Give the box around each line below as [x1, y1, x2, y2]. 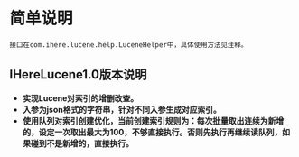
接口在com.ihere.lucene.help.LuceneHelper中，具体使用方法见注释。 [9, 40, 248, 50]
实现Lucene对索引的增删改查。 [22, 92, 139, 104]
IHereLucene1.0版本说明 [9, 67, 147, 82]
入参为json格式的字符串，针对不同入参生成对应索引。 [22, 104, 221, 115]
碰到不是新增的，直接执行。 [30, 137, 134, 149]
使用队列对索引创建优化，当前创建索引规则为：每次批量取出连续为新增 [22, 115, 285, 126]
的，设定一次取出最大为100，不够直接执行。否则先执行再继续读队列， [22, 126, 283, 137]
